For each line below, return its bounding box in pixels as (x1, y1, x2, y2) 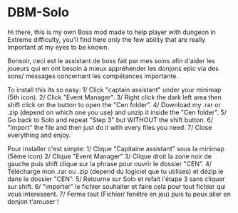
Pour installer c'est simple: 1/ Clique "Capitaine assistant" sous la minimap (7, 144, 224, 153)
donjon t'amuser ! (7, 197, 59, 206)
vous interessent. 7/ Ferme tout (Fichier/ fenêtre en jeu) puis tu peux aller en (7, 190, 232, 198)
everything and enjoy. (7, 131, 71, 139)
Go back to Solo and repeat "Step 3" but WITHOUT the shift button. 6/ (7, 115, 214, 124)
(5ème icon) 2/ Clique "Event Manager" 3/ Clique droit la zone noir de (7, 152, 212, 160)
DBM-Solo (7, 4, 70, 21)
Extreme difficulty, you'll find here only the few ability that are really (7, 35, 206, 43)
